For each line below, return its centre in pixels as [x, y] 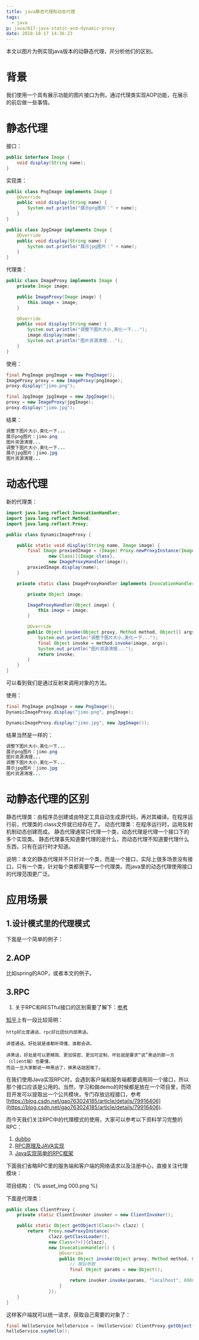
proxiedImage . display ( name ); [63, 567]
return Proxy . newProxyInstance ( [69, 1231]
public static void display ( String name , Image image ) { [89, 545]
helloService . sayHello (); [38, 1331]
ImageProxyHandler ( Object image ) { [71, 605]
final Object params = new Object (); [116, 1270]
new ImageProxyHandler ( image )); [88, 562]
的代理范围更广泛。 [30, 874]
